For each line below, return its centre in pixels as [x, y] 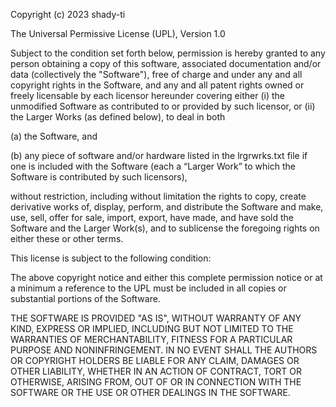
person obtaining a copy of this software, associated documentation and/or [166, 63]
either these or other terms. [67, 238]
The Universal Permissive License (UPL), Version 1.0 [118, 33]
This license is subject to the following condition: [111, 258]
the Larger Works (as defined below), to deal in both [118, 117]
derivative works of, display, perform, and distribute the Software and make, [167, 207]
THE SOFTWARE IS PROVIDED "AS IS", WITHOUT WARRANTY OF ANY [156, 318]
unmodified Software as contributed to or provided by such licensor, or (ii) [163, 106]
